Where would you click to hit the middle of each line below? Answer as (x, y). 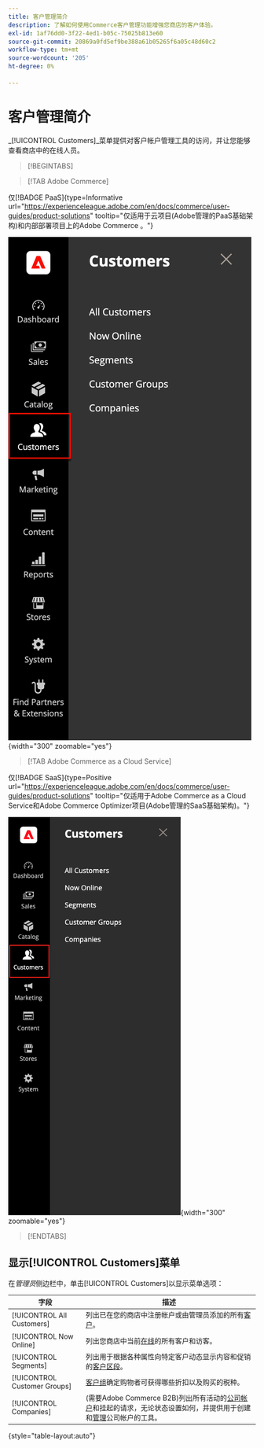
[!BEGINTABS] (50, 166)
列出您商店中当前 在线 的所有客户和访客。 (151, 1340)
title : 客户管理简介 (38, 17)
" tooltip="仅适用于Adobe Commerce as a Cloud (168, 795)
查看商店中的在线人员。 (46, 150)
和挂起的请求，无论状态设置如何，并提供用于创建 (172, 1408)
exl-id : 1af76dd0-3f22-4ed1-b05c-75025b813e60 (86, 33)
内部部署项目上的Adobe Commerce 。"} (89, 225)
